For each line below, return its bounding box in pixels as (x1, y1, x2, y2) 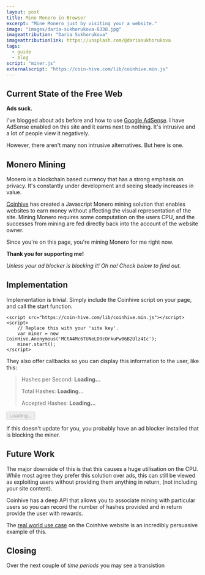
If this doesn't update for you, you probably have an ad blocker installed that (6, 424, 199, 432)
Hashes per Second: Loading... (21, 375, 101, 383)
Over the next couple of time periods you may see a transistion (6, 562, 165, 569)
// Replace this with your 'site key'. (17, 325, 119, 331)
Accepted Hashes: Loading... (21, 399, 96, 407)
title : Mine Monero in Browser (6, 15, 86, 21)
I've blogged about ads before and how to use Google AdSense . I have (6, 117, 185, 124)
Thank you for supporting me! (6, 250, 84, 257)
